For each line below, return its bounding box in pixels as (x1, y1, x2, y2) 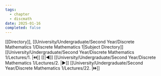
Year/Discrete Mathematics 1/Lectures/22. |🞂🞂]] (5, 65, 100, 71)
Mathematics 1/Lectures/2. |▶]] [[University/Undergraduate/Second (5, 60, 143, 66)
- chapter (9, 12, 30, 17)
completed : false (5, 25, 41, 30)
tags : (5, 7, 16, 12)
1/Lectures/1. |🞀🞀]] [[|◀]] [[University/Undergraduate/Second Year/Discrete (5, 54, 156, 60)
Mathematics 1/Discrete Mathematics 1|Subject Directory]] (5, 44, 123, 50)
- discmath (9, 16, 32, 21)
